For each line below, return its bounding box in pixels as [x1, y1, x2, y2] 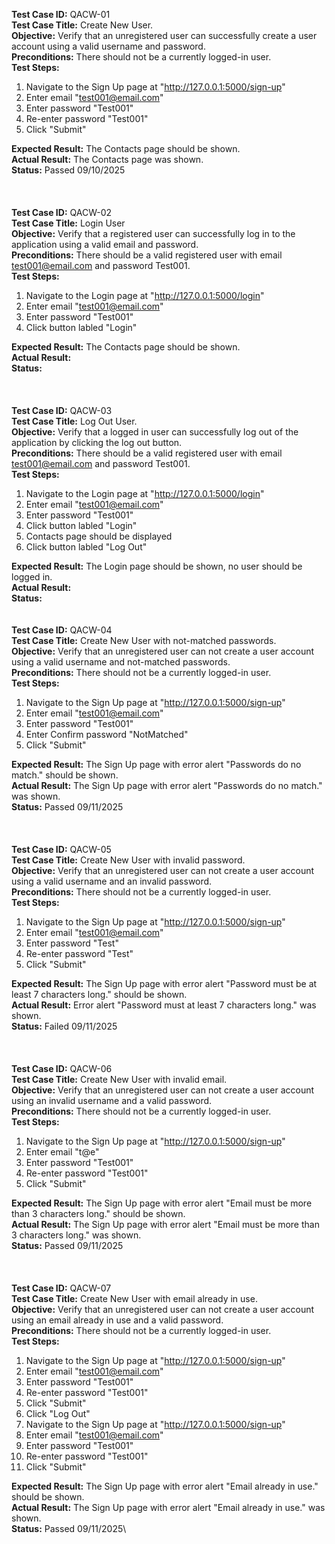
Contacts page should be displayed [25, 530, 173, 542]
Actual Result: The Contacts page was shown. [11, 154, 204, 165]
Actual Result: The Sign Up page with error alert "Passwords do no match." [11, 780, 323, 791]
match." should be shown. [11, 769, 119, 781]
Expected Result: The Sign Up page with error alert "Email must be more [11, 1197, 313, 1209]
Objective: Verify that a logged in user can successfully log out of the [11, 426, 299, 438]
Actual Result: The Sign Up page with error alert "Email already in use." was [11, 1502, 326, 1513]
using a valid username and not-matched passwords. [11, 656, 231, 668]
